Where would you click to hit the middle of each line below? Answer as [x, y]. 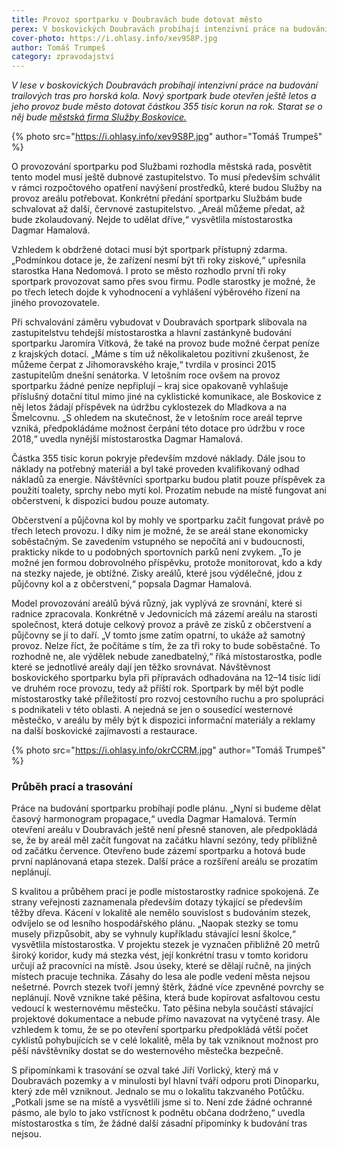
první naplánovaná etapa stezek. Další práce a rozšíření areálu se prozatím [164, 862]
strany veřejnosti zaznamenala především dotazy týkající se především [157, 902]
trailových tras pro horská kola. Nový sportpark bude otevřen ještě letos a [164, 96]
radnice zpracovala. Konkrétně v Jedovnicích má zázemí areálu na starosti [164, 614]
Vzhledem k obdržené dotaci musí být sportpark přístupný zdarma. [149, 250]
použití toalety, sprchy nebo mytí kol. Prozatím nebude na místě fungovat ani [169, 490]
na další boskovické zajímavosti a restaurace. [104, 731]
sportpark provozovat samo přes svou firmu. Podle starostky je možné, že [163, 282]
